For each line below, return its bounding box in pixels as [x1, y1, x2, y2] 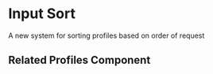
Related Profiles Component [8, 54, 151, 67]
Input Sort [8, 5, 76, 23]
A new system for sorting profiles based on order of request [8, 31, 205, 40]
